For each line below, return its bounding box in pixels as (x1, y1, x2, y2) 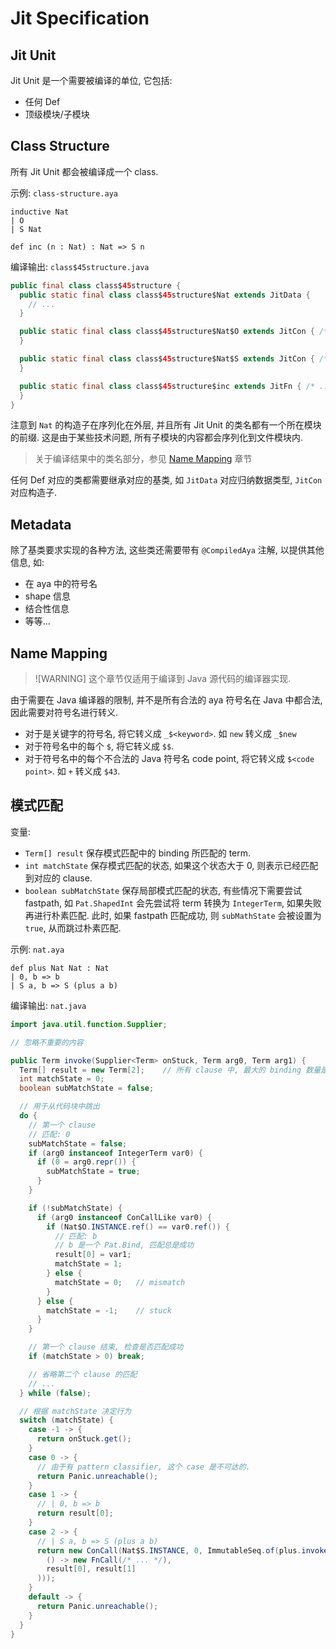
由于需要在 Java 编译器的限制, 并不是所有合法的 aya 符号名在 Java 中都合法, (10, 694, 323, 706)
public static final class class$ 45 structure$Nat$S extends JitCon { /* (19, 354, 329, 364)
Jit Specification (10, 7, 150, 30)
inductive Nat (10, 207, 70, 217)
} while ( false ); (19, 1388, 92, 1398)
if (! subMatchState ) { (28, 1203, 123, 1213)
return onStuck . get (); (36, 1434, 132, 1444)
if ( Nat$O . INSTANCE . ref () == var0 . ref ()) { (46, 1222, 230, 1232)
